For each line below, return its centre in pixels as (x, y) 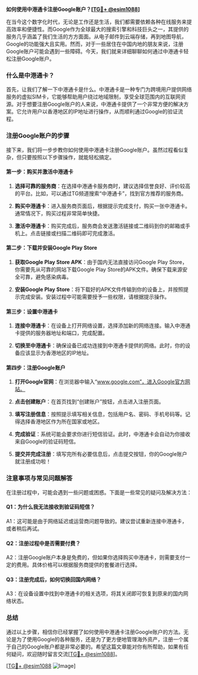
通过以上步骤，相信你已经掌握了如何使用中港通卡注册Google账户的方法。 (95, 632)
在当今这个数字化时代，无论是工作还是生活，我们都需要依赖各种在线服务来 (96, 22)
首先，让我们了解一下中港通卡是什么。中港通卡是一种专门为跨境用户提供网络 (99, 89)
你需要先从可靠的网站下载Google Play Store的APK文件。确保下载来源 (98, 269)
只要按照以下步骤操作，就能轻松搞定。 (68, 157)
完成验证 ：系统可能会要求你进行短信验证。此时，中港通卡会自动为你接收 (102, 434)
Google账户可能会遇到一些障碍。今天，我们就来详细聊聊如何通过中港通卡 (95, 51)
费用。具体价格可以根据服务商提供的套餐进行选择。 (78, 565)
